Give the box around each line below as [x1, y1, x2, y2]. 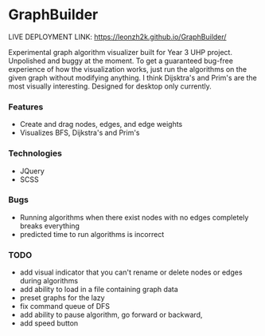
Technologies [8, 148, 62, 159]
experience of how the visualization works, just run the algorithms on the [8, 64, 247, 73]
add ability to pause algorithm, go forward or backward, [19, 310, 203, 320]
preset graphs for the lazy [19, 293, 105, 302]
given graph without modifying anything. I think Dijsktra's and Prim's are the [8, 73, 257, 82]
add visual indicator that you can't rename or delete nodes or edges [19, 267, 243, 277]
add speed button [19, 318, 79, 328]
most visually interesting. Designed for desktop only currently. [8, 81, 212, 91]
